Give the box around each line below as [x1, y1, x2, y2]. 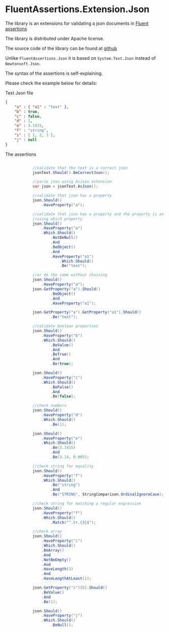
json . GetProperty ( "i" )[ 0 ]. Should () [32, 585, 108, 591]
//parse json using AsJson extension [32, 179, 112, 184]
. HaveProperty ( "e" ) [41, 436, 82, 441]
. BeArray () [41, 547, 65, 553]
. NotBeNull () [50, 235, 78, 240]
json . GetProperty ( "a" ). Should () [32, 286, 101, 291]
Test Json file [5, 90, 34, 96]
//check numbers [32, 403, 67, 408]
